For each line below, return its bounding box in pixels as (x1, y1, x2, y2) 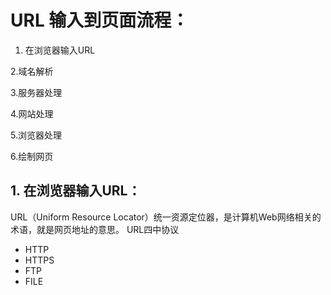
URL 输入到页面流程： (10, 9, 190, 32)
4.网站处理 (10, 107, 54, 120)
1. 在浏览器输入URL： (10, 182, 142, 200)
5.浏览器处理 (10, 129, 62, 141)
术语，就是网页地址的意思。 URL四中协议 (10, 223, 180, 235)
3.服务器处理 (10, 86, 63, 98)
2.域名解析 (10, 65, 54, 77)
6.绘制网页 (10, 150, 54, 162)
